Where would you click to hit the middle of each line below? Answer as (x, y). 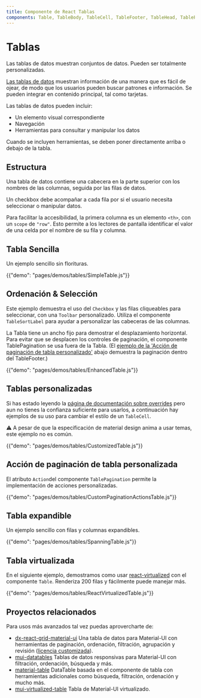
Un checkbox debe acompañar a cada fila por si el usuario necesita (89, 200)
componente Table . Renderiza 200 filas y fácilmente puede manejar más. (96, 582)
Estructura (26, 167)
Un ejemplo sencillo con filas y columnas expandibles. (73, 530)
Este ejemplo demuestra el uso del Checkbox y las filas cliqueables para (94, 308)
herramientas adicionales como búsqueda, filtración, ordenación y (97, 676)
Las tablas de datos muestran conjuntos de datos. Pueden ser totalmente (96, 64)
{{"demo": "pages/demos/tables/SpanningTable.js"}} (71, 542)
